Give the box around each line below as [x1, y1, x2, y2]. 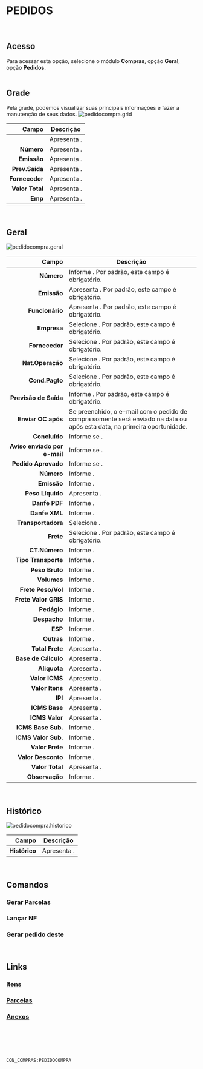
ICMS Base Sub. [16, 723, 63, 732]
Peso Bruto [30, 566, 63, 574]
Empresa [37, 324, 63, 332]
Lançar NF [6, 914, 37, 922]
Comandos [6, 880, 48, 890]
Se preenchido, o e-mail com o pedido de [68, 407, 188, 416]
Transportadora [17, 519, 63, 528]
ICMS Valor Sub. [14, 733, 63, 742]
